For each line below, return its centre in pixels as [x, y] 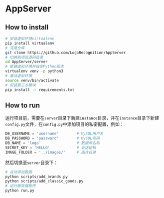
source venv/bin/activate [32, 80]
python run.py [20, 190]
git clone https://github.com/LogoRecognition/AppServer [66, 52]
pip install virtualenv [30, 43]
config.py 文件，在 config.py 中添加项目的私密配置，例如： [65, 124]
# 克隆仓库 [15, 48]
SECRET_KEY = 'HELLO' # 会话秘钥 [51, 147]
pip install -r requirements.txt [40, 90]
